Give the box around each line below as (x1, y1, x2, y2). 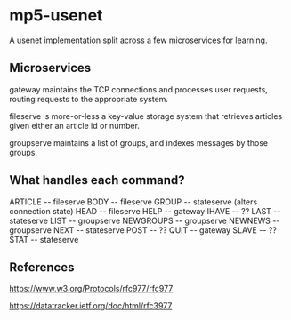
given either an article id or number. (9, 120, 141, 131)
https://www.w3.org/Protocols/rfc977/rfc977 (9, 284, 174, 294)
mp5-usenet (9, 5, 103, 26)
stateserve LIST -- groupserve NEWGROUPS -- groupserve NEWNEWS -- (9, 215, 280, 226)
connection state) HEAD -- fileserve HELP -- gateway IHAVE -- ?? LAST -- (9, 205, 281, 216)
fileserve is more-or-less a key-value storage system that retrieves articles (9, 110, 283, 121)
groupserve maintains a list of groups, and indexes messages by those (9, 137, 269, 148)
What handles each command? (9, 172, 185, 188)
